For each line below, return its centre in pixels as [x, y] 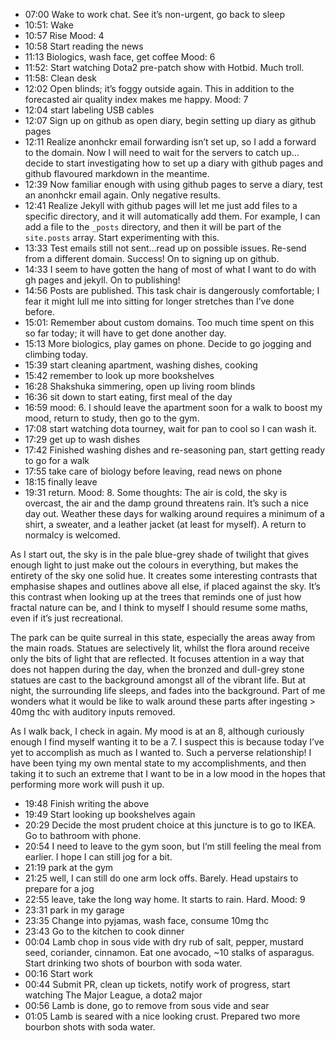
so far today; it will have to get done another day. [125, 333]
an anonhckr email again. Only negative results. [122, 195]
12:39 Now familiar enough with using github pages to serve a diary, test [173, 184]
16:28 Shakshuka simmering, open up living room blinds [140, 386]
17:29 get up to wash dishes [82, 439]
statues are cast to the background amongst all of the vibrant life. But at [158, 680]
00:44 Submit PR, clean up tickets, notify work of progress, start [157, 984]
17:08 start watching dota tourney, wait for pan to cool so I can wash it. [170, 428]
